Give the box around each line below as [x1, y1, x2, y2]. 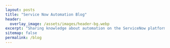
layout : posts [5, 7, 35, 12]
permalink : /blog [5, 35, 42, 40]
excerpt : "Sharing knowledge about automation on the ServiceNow [5, 26, 146, 31]
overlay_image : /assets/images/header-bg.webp [10, 21, 110, 26]
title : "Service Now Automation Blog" [5, 12, 87, 17]
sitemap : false [5, 30, 37, 35]
